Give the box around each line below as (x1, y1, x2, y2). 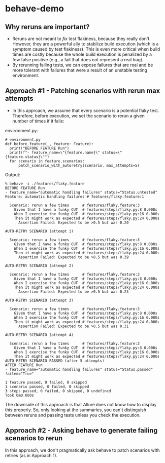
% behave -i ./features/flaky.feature (5, 181, 85, 186)
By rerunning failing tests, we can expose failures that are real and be (12, 62, 153, 68)
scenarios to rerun (5, 434, 63, 442)
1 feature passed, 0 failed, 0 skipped (5, 380, 87, 385)
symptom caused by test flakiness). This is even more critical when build (12, 46, 160, 52)
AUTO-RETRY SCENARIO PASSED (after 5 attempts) (5, 358, 105, 363)
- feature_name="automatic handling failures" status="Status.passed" (5, 367, 153, 372)
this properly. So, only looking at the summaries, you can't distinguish (5, 407, 147, 413)
